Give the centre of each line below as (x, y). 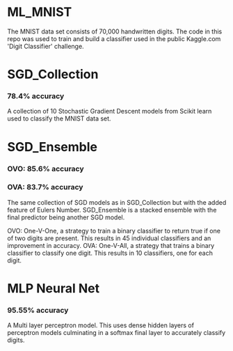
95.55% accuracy (38, 310)
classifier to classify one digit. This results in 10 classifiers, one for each (110, 253)
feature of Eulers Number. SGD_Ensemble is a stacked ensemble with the (112, 210)
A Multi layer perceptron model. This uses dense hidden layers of (101, 325)
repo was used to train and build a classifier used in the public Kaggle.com (114, 38)
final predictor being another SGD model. (66, 217)
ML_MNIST (40, 12)
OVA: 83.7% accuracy (45, 187)
